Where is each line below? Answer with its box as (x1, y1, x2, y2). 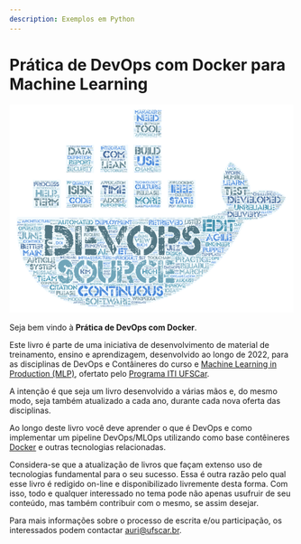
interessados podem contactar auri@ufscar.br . (9, 524, 182, 535)
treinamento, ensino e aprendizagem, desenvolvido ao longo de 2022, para (9, 349, 289, 360)
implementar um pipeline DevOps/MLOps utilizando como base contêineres (9, 432, 290, 443)
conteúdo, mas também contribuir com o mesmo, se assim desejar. (9, 497, 260, 508)
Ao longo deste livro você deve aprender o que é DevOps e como (9, 422, 252, 433)
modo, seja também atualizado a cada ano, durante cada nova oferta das (9, 395, 281, 406)
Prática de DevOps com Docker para (9, 54, 287, 75)
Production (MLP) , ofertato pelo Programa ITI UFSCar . (9, 368, 210, 379)
